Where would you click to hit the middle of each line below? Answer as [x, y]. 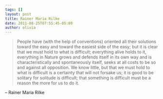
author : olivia [20, 28]
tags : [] [14, 10]
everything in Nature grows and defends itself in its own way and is [84, 57]
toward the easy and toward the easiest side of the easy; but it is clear [87, 47]
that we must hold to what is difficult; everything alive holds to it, [82, 52]
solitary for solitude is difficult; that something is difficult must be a [84, 78]
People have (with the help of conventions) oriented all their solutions [87, 41]
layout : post [18, 14]
